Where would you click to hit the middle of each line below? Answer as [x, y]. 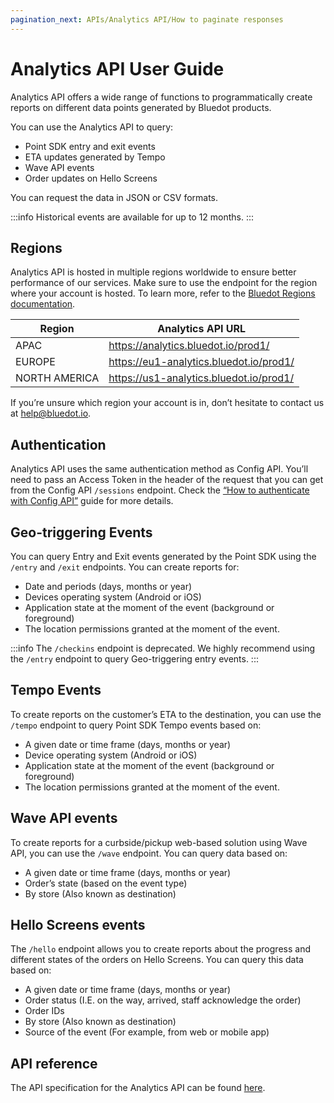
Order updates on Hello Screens [91, 178]
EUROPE [35, 362]
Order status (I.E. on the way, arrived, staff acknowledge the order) [163, 1000]
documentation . [43, 304]
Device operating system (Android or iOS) [111, 755]
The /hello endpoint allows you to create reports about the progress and [160, 949]
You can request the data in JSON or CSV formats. [114, 197]
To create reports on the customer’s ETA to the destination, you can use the [166, 714]
